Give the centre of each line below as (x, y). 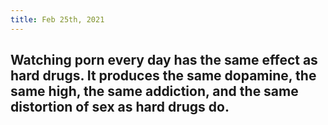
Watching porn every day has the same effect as (164, 60)
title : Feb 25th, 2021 (57, 19)
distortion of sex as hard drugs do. (120, 107)
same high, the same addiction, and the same (154, 91)
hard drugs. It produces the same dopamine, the (163, 76)
